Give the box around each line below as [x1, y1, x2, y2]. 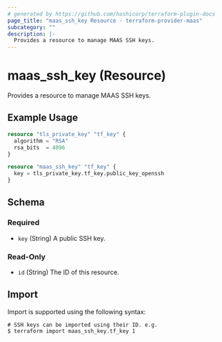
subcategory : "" [7, 24, 56, 31]
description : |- [7, 30, 56, 38]
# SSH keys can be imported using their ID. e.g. [7, 321, 158, 328]
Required [7, 218, 40, 228]
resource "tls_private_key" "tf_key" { [7, 130, 126, 138]
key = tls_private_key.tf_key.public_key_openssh [14, 170, 164, 177]
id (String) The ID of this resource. [17, 268, 120, 276]
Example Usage [7, 112, 79, 124]
